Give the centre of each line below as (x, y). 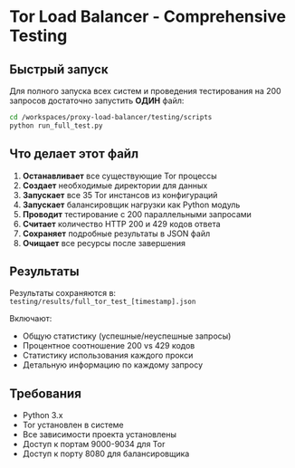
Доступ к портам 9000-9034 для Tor (94, 444)
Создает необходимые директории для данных (115, 185)
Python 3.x (43, 415)
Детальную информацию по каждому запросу (113, 365)
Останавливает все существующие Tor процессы (119, 176)
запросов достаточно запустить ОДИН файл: (97, 100)
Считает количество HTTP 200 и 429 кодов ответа (121, 224)
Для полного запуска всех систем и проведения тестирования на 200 (146, 91)
